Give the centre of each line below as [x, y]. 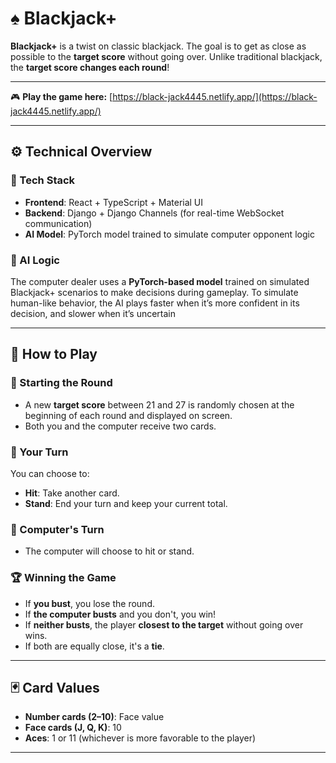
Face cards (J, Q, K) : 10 [73, 728]
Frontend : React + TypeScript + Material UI [114, 202]
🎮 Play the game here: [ [61, 96]
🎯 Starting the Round [61, 383]
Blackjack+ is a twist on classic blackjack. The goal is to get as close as [158, 46]
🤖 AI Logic [35, 260]
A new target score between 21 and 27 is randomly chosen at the [159, 404]
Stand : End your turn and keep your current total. [126, 503]
